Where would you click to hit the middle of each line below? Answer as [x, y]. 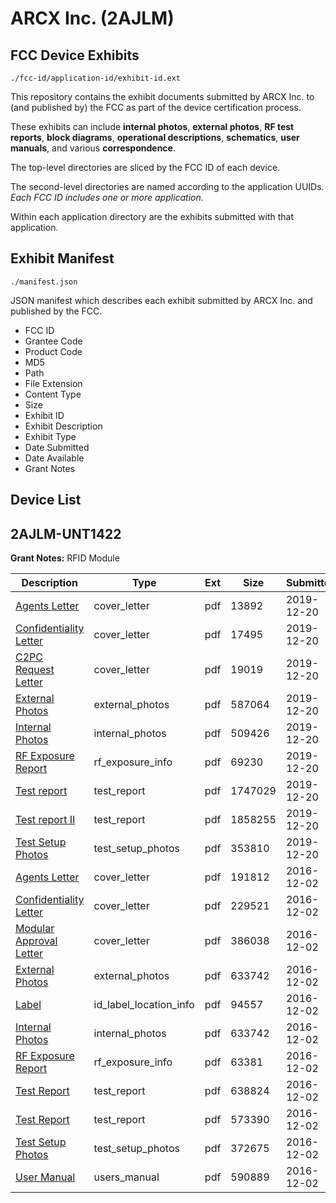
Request [35, 670]
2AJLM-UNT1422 [66, 533]
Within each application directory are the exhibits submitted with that [152, 216]
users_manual [126, 1177]
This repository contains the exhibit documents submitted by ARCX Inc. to [162, 96]
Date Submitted [57, 447]
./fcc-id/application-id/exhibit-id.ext [96, 78]
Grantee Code [53, 341]
